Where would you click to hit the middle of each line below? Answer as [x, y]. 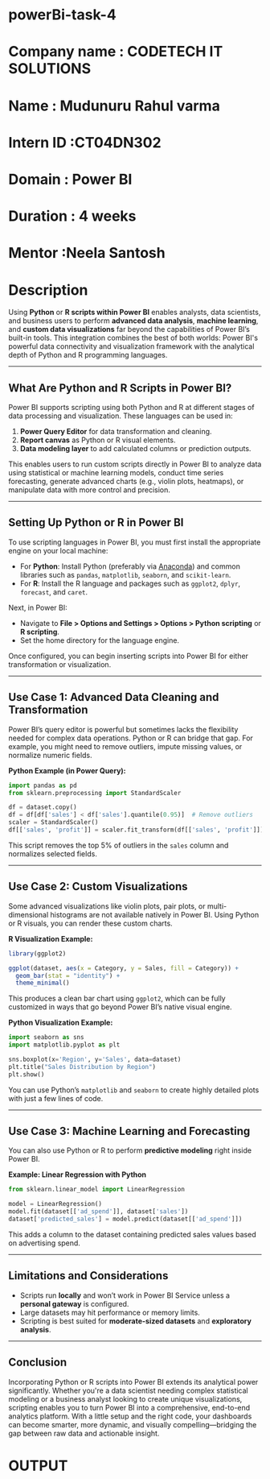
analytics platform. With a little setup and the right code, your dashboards [130, 1416]
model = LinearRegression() [55, 1204]
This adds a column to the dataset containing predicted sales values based [132, 1234]
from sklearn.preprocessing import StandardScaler [95, 793]
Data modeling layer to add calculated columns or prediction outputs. [135, 449]
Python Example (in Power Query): [67, 770]
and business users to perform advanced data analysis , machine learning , [133, 321]
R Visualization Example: [51, 938]
